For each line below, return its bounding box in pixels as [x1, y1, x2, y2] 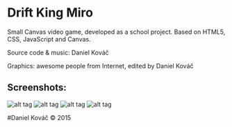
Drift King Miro [7, 5, 94, 21]
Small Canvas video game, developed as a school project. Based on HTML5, [7, 28, 226, 36]
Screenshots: [7, 81, 67, 94]
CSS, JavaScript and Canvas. [7, 35, 92, 43]
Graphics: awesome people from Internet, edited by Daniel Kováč [7, 61, 194, 70]
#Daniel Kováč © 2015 [7, 113, 72, 121]
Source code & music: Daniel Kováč [7, 48, 109, 57]
